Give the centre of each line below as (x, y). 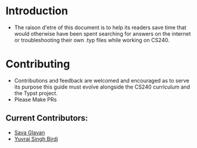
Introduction (37, 11)
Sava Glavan (29, 133)
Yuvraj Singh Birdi (36, 138)
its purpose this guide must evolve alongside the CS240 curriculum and (102, 87)
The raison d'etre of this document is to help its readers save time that (100, 27)
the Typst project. (36, 93)
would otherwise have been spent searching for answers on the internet (102, 33)
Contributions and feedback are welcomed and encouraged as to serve (102, 80)
